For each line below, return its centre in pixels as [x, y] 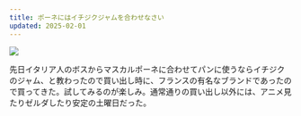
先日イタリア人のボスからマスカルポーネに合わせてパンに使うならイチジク [147, 69]
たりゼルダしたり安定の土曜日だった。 [80, 103]
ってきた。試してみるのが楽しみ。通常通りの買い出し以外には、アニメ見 [158, 91]
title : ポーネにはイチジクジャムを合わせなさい [87, 17]
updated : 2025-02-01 [48, 26]
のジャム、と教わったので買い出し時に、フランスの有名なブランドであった [147, 80]
